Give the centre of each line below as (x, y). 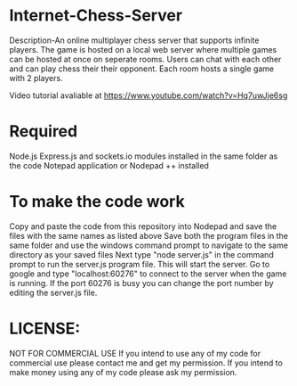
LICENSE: (45, 329)
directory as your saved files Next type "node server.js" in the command (141, 254)
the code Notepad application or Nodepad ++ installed (109, 165)
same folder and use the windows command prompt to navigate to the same (149, 245)
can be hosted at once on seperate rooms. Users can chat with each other (145, 59)
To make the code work (97, 202)
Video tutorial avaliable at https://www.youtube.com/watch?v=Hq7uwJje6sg (148, 95)
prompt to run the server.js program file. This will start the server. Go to (140, 264)
